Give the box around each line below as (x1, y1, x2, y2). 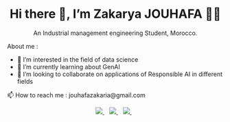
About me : (7, 42, 38, 50)
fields (16, 77, 33, 85)
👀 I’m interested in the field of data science (16, 55, 139, 64)
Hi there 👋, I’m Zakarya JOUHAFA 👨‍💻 (9, 6, 222, 22)
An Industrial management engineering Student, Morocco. (33, 29, 198, 37)
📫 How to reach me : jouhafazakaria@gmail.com (7, 90, 146, 99)
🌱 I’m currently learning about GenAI (16, 62, 120, 71)
